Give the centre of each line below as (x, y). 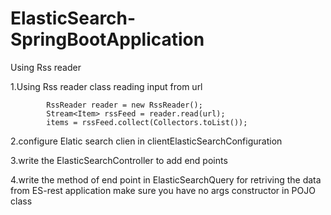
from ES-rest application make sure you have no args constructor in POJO (163, 190)
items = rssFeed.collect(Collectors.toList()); (147, 122)
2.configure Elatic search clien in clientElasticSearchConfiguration (146, 141)
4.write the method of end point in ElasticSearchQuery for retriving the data (166, 179)
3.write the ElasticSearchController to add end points (119, 160)
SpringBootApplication (107, 39)
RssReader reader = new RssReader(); (124, 105)
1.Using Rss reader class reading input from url (106, 86)
